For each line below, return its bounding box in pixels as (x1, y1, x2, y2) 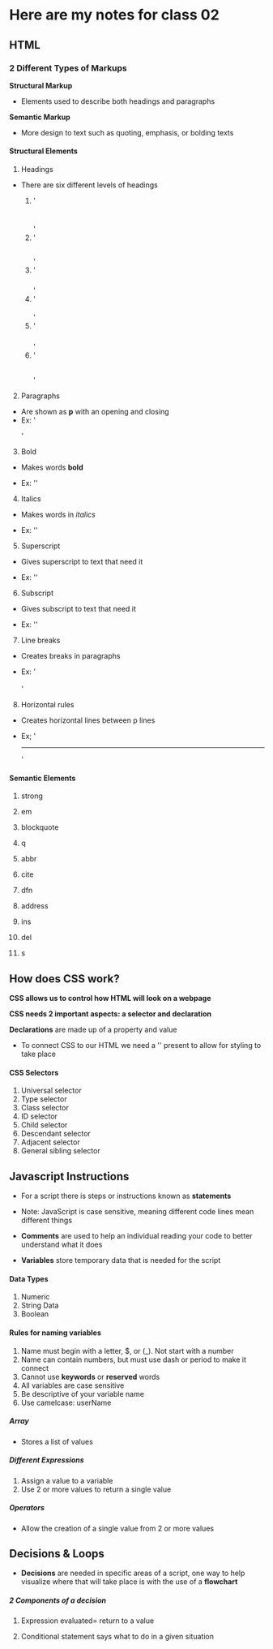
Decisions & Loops (9, 1547, 105, 1561)
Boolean (20, 1309, 49, 1319)
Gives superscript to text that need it (20, 557, 143, 567)
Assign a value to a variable (20, 1475, 113, 1485)
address (20, 901, 49, 911)
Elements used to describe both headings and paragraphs (20, 96, 215, 106)
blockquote (20, 822, 59, 832)
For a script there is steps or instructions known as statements (20, 1191, 232, 1201)
